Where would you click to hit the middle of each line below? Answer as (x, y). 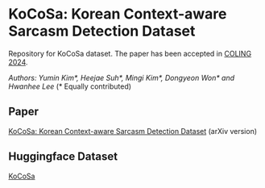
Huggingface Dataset (63, 157)
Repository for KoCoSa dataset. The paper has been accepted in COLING (130, 53)
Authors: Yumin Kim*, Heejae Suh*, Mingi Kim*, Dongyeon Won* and (122, 77)
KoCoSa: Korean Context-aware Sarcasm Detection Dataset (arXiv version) (133, 131)
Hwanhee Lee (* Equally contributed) (70, 86)
